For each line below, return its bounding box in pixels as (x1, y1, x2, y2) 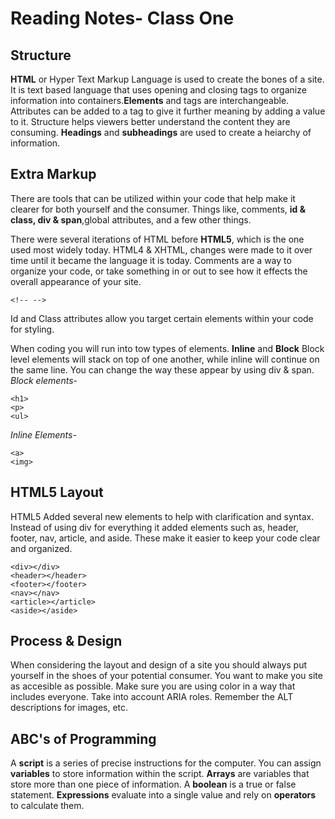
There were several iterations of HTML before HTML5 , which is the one (10, 233, 305, 245)
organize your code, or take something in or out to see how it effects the (10, 265, 308, 277)
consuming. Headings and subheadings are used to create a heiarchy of (10, 127, 312, 138)
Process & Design (10, 633, 123, 650)
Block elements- (10, 374, 78, 386)
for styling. (10, 323, 55, 335)
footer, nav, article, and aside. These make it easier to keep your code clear (10, 532, 321, 544)
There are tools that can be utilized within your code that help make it (10, 192, 296, 204)
